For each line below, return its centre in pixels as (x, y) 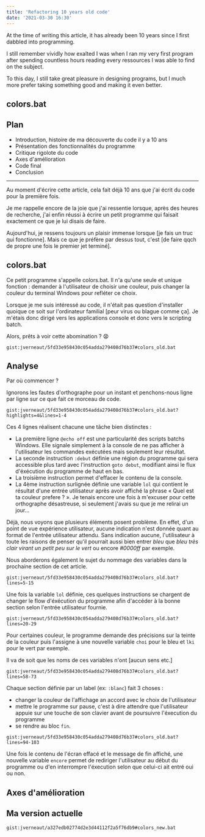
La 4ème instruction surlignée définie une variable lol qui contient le (102, 485)
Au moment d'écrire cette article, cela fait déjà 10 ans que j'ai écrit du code (101, 190)
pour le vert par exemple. (38, 649)
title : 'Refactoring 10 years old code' (59, 12)
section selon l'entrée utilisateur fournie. (57, 608)
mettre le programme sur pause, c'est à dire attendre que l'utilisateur (102, 707)
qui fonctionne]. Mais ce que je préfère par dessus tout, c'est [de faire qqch (102, 239)
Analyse (22, 366)
